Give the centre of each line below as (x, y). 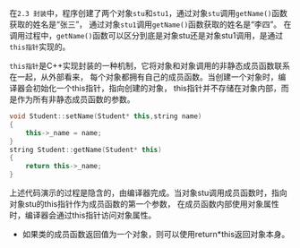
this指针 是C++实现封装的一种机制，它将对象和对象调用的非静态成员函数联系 (150, 66)
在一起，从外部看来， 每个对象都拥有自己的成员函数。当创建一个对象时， (144, 77)
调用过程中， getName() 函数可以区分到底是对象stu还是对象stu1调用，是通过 (146, 35)
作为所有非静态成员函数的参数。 (76, 99)
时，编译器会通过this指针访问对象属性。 (83, 215)
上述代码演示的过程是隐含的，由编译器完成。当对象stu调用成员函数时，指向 (149, 192)
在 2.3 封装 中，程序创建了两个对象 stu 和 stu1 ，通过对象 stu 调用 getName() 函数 (149, 13)
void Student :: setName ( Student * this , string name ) (106, 116)
